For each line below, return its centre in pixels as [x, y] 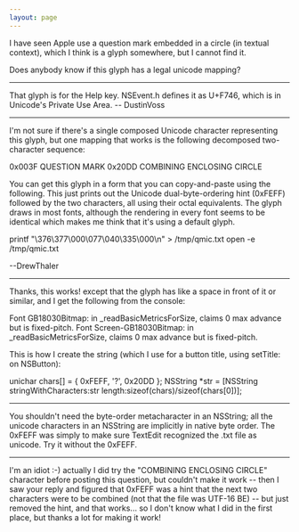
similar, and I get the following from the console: [97, 300]
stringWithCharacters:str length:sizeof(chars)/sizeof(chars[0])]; [126, 390]
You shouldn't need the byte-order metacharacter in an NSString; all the [141, 416]
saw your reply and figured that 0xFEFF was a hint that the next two [133, 489]
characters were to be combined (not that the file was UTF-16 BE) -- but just [149, 498]
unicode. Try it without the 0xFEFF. [73, 444]
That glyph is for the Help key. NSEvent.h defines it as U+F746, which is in [145, 95]
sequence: [66, 149]
